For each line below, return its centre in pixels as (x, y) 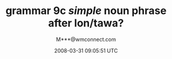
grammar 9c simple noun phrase (86, 11)
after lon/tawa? (86, 23)
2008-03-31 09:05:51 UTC (86, 50)
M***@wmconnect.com (86, 39)
